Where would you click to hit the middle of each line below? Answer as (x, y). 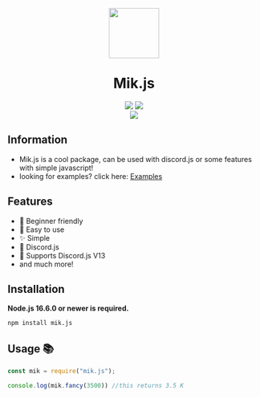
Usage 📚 (31, 349)
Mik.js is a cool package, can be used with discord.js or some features (135, 159)
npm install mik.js (40, 323)
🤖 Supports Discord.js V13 (62, 255)
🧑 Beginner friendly (51, 221)
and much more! (46, 264)
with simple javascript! (56, 168)
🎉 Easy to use (42, 229)
